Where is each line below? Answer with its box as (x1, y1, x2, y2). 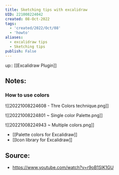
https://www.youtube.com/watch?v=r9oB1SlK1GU (12, 165, 114, 170)
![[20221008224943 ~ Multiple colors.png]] (5, 122, 95, 128)
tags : (5, 21, 16, 26)
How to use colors (5, 91, 50, 98)
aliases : (5, 35, 23, 40)
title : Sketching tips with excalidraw (5, 7, 88, 12)
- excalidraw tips (9, 40, 48, 45)
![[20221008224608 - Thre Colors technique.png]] (5, 103, 109, 109)
